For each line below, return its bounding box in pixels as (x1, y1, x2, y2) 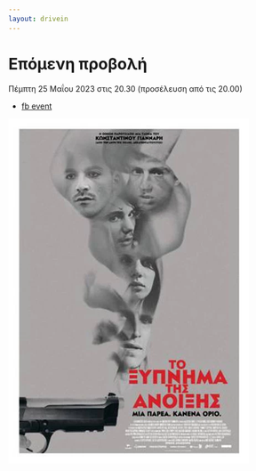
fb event (20, 101, 52, 111)
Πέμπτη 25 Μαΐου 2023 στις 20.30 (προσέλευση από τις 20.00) (8, 83, 244, 93)
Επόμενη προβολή (8, 53, 148, 74)
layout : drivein (8, 14, 68, 23)
